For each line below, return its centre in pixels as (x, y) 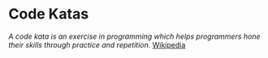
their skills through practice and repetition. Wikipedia (97, 44)
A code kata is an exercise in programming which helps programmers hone (135, 36)
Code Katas (49, 14)
